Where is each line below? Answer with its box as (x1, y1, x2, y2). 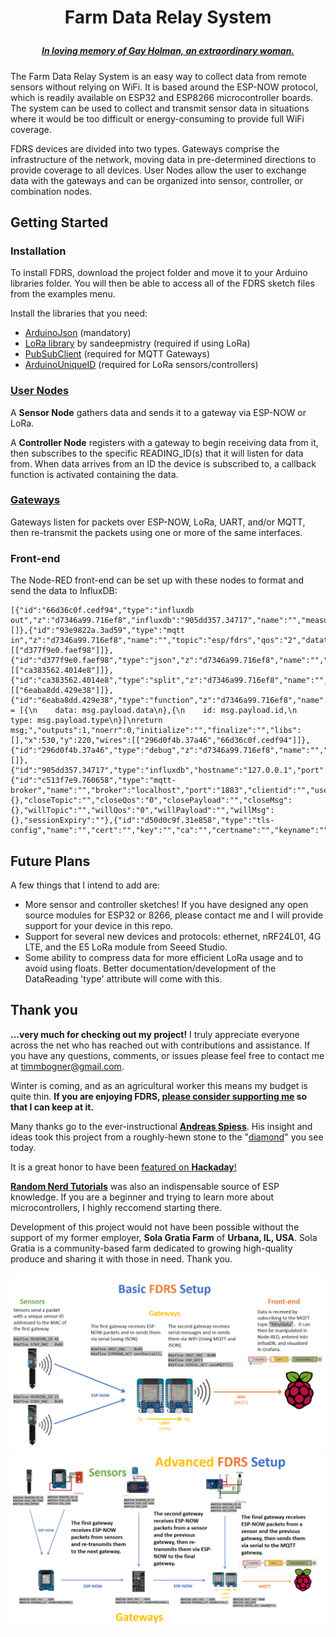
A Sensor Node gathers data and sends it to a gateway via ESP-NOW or (10, 406, 307, 418)
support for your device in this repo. (24, 919, 174, 931)
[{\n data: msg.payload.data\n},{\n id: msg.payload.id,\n (19, 706, 298, 716)
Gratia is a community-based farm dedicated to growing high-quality (10, 1242, 293, 1254)
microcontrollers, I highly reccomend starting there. (10, 1201, 223, 1213)
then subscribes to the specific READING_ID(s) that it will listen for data (10, 447, 304, 459)
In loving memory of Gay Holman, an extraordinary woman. (41, 45, 295, 57)
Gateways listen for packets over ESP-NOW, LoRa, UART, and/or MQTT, (10, 516, 306, 528)
